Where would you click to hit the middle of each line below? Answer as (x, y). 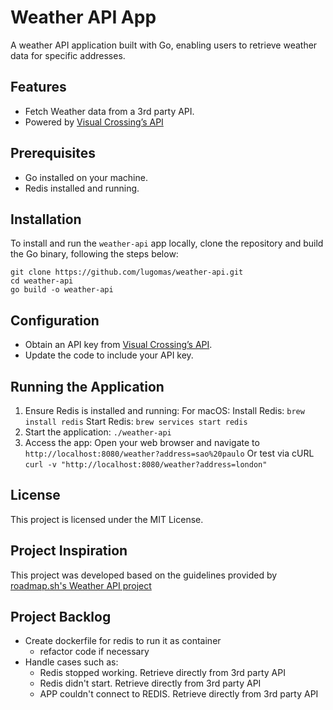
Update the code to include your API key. (109, 355)
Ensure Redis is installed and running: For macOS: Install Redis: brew (164, 410)
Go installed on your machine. (86, 177)
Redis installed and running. (82, 188)
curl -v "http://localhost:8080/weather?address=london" (146, 465)
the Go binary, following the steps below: (94, 254)
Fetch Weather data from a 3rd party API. (109, 111)
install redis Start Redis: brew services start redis (136, 421)
